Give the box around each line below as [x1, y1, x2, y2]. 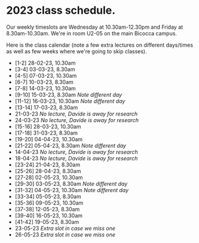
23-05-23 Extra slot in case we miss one [14, 224, 115, 232]
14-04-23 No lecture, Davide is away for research [14, 148, 139, 156]
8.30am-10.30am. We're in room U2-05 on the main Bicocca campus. [6, 29, 177, 37]
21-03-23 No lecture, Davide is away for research [14, 110, 138, 117]
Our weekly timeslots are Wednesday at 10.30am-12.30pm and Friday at [6, 23, 183, 31]
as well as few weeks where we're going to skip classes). [6, 47, 148, 54]
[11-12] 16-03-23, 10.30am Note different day [14, 97, 125, 105]
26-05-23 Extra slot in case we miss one [14, 231, 115, 238]
